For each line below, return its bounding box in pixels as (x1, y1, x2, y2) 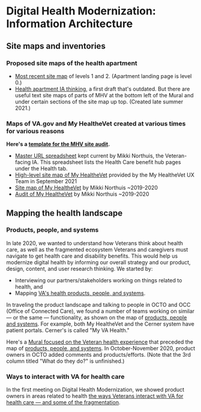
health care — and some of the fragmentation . (6, 399, 121, 406)
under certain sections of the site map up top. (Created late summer (14, 98, 184, 105)
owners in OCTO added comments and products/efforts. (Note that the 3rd (6, 351, 191, 358)
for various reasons (6, 127, 65, 135)
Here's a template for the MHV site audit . (6, 141, 110, 148)
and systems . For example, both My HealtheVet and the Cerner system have (6, 320, 195, 327)
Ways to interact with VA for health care (6, 372, 125, 381)
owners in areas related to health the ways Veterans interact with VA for (6, 392, 184, 400)
